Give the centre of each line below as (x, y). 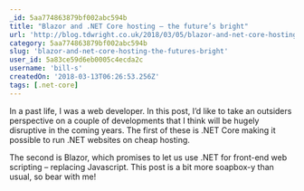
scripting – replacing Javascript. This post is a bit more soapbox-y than (142, 167)
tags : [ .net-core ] (44, 85)
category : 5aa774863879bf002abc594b (78, 43)
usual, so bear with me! (53, 177)
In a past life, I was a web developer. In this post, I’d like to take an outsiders (151, 110)
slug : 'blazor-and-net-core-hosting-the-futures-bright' (119, 52)
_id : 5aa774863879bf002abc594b (68, 18)
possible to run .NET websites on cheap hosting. (100, 139)
